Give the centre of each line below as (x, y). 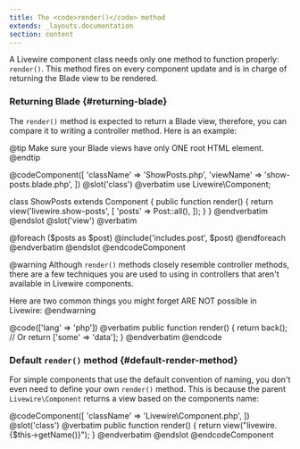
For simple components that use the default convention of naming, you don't (150, 379)
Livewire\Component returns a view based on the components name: (134, 398)
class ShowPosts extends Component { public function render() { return (142, 201)
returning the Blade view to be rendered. (84, 79)
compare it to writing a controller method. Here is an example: (123, 130)
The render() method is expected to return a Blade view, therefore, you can (148, 121)
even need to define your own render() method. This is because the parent (147, 388)
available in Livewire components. (71, 283)
